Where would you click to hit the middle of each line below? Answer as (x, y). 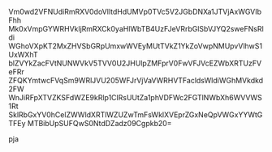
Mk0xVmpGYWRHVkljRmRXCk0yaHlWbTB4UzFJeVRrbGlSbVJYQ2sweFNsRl (136, 29)
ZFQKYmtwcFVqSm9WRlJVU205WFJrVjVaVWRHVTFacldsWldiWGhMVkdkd (136, 80)
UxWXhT (23, 55)
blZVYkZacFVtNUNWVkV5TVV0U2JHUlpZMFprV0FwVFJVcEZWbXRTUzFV (135, 63)
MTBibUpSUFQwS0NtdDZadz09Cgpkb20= (99, 123)
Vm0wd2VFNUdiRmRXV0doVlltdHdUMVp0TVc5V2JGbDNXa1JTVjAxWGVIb (135, 12)
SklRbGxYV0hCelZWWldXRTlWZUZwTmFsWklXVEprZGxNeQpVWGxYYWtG (136, 115)
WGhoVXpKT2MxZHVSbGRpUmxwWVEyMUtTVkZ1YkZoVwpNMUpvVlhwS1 (135, 46)
